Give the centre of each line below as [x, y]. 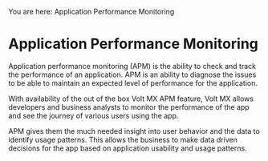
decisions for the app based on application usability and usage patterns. [128, 148]
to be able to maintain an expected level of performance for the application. [133, 83]
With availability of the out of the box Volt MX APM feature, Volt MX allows [131, 99]
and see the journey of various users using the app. [93, 115]
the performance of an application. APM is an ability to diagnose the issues [132, 74]
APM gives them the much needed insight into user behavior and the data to [134, 131]
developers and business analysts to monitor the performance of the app [129, 107]
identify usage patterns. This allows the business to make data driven [123, 139]
